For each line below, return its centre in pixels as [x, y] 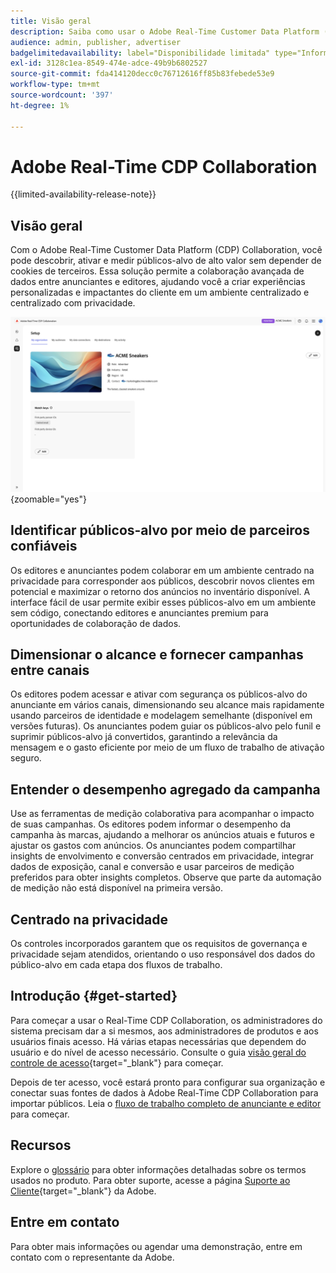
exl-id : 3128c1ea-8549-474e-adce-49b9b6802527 [109, 63]
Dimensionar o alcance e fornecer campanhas [157, 655]
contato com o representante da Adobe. [92, 1257]
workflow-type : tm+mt [55, 85]
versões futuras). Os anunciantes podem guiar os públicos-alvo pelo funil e [166, 726]
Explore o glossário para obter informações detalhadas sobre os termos [158, 1169]
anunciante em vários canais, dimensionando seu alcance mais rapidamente [167, 705]
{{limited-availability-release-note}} [83, 194]
